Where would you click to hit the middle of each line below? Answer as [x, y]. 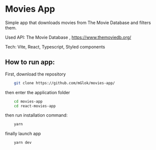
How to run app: [30, 62]
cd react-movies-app [35, 106]
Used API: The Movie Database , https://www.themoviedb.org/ [68, 37]
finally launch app [23, 134]
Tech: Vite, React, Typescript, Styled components [55, 47]
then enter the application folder [38, 92]
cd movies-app [28, 101]
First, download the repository [36, 74]
